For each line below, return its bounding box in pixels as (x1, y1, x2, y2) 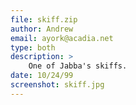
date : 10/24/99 (10, 71, 74, 81)
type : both (10, 42, 56, 53)
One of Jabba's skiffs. (28, 61, 128, 71)
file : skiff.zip (10, 14, 78, 25)
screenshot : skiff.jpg (10, 80, 105, 90)
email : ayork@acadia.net (10, 33, 114, 43)
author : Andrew (10, 24, 74, 34)
